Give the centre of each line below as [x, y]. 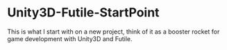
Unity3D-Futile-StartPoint [83, 13]
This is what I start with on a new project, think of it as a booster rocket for [113, 32]
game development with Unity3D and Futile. [70, 38]
